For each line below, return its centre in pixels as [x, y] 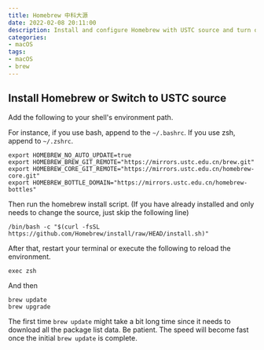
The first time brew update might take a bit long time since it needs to [119, 321]
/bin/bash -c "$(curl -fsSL [54, 227]
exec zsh [22, 271]
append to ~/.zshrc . [41, 140]
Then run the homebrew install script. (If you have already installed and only [131, 204]
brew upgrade [29, 307]
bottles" [22, 189]
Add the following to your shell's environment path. [91, 117]
